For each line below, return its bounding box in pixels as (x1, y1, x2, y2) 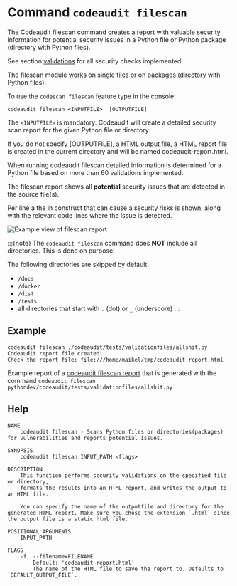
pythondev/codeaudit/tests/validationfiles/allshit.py (7, 384, 173, 391)
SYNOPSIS (7, 446, 33, 454)
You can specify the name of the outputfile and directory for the (20, 503, 224, 510)
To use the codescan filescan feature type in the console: (7, 92, 176, 100)
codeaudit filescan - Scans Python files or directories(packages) (20, 428, 224, 435)
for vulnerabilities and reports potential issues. (7, 434, 163, 441)
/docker (17, 283, 40, 290)
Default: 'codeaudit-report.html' (33, 559, 135, 566)
